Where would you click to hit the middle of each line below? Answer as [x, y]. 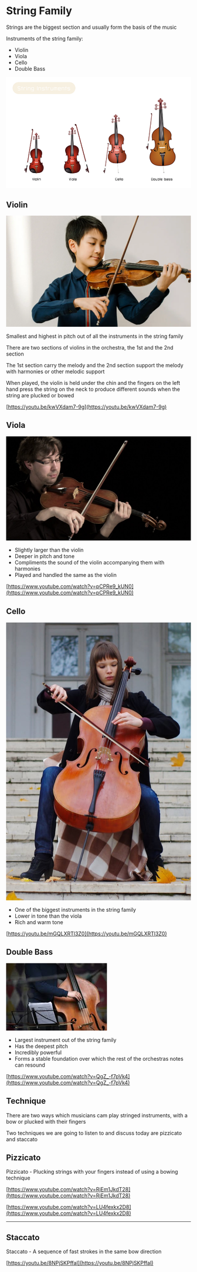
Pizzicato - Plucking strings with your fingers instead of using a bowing [92, 1172]
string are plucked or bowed [40, 395]
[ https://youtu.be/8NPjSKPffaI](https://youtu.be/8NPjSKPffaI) [80, 1263]
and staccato [22, 1139]
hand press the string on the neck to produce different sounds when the [93, 389]
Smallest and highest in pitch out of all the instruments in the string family [95, 336]
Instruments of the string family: [45, 38]
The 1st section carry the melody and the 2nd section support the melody [95, 365]
